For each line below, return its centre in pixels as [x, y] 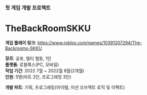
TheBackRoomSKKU [48, 29]
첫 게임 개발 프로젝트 [28, 7]
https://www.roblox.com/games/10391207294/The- [90, 42]
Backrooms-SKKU [23, 48]
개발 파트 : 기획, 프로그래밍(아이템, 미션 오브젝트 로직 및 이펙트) [65, 87]
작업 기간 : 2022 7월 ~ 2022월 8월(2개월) [45, 70]
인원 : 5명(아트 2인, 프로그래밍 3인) [38, 77]
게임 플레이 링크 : [21, 42]
